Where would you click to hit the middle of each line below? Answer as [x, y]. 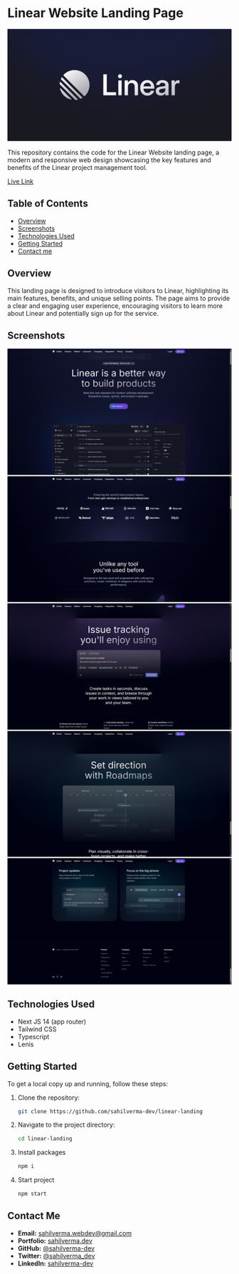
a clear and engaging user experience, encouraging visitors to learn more [115, 306]
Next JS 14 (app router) [52, 1021]
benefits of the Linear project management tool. [77, 167]
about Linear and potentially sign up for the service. [83, 313]
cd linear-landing [45, 1139]
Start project [36, 1180]
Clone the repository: [49, 1098]
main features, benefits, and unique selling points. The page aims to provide [119, 298]
